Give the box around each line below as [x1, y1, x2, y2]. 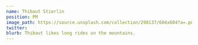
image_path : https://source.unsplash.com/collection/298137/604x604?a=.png [6, 19, 196, 25]
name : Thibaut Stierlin [6, 8, 65, 15]
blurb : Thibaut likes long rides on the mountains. [6, 30, 136, 36]
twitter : [6, 25, 28, 31]
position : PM [6, 14, 38, 20]
